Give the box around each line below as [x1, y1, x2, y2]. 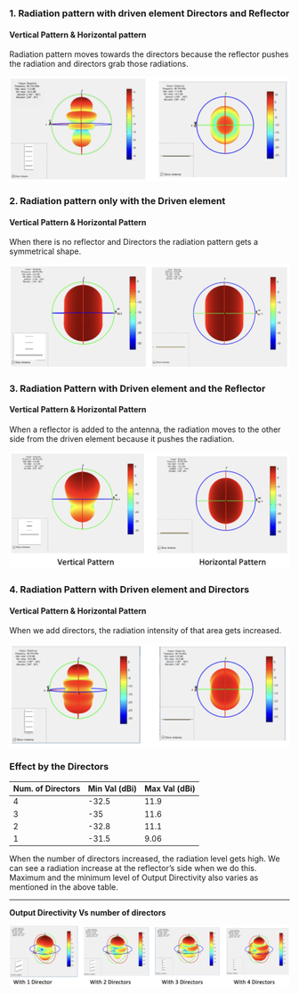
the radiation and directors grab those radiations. [9, 59, 189, 69]
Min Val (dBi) [87, 783, 138, 794]
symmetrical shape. [9, 246, 82, 257]
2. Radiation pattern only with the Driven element [9, 195, 226, 208]
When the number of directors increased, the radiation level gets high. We [9, 853, 280, 864]
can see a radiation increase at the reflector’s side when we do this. [9, 862, 257, 873]
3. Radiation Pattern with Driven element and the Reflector [9, 382, 266, 395]
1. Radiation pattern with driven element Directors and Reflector [9, 7, 290, 20]
